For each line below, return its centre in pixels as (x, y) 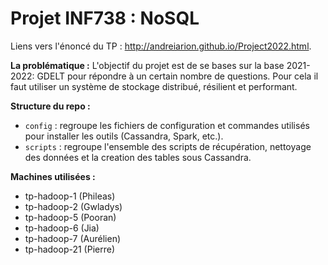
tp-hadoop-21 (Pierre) (69, 249)
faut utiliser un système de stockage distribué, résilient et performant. (154, 86)
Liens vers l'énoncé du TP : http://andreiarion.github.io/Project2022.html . (161, 46)
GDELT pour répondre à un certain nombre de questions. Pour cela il (177, 76)
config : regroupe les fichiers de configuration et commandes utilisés (167, 125)
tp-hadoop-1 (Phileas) (70, 196)
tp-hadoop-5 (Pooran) (70, 217)
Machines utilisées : (53, 176)
